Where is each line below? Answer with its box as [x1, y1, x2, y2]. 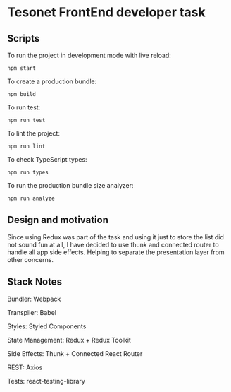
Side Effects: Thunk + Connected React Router [7, 349, 143, 357]
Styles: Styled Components [7, 322, 87, 331]
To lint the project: [7, 129, 60, 138]
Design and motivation [7, 214, 109, 226]
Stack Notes [7, 276, 62, 288]
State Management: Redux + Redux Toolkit [7, 335, 132, 344]
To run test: [7, 103, 41, 112]
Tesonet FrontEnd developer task [7, 4, 206, 20]
